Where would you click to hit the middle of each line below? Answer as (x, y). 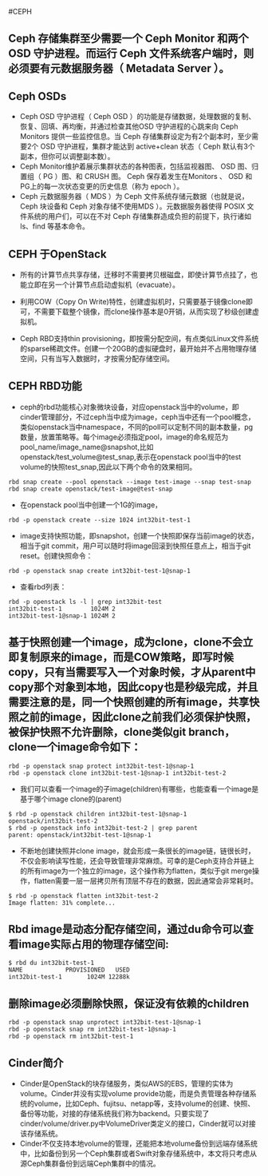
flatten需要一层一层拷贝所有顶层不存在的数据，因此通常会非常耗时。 (146, 880)
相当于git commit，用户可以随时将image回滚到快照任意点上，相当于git (135, 546)
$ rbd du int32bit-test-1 (51, 963)
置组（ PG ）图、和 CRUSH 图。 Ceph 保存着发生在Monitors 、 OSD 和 (136, 177)
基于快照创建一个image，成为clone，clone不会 (126, 642)
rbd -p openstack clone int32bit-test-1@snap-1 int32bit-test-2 (117, 773)
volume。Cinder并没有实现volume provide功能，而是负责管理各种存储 (134, 1094)
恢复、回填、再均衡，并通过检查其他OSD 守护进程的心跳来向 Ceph (129, 126)
